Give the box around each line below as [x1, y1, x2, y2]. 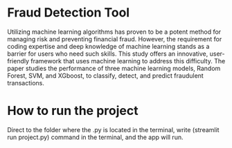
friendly [7, 56, 30, 65]
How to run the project [7, 103, 139, 118]
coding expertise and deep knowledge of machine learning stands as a [7, 42, 210, 50]
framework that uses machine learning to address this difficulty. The [30, 56, 226, 65]
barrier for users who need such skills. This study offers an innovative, [7, 50, 208, 58]
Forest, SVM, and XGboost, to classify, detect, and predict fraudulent [7, 71, 204, 80]
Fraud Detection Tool [7, 5, 130, 21]
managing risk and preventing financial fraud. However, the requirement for [7, 34, 222, 43]
